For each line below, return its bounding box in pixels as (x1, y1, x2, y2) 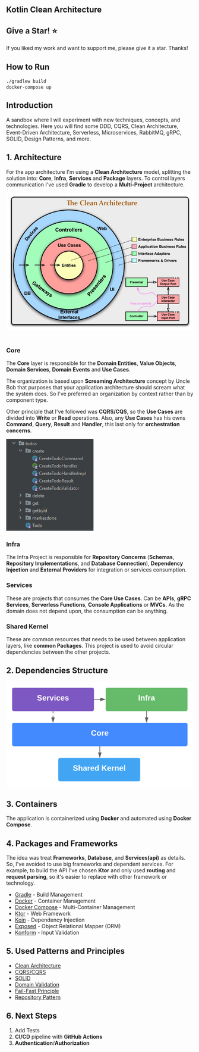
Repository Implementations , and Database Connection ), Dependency (6, 560, 184, 567)
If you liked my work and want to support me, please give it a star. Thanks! (6, 45, 188, 52)
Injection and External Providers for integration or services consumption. (6, 566, 187, 573)
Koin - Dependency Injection (14, 916, 85, 923)
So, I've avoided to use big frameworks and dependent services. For (6, 860, 173, 867)
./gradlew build (6, 79, 46, 85)
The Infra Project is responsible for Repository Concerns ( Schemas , (6, 554, 175, 561)
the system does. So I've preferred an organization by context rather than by (6, 390, 194, 398)
